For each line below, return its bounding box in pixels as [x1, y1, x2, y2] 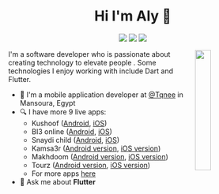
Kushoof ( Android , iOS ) [31, 118, 108, 128]
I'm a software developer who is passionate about [8, 49, 171, 58]
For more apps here [31, 169, 96, 178]
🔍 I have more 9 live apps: [19, 106, 107, 117]
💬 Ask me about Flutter [19, 177, 96, 186]
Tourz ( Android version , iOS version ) [31, 160, 151, 170]
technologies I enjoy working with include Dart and [8, 66, 174, 76]
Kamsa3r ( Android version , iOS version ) [31, 144, 161, 153]
